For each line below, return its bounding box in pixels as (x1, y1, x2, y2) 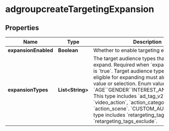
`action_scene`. (93, 105, 130, 112)
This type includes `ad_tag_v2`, (93, 93, 167, 99)
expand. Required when (93, 61, 149, 68)
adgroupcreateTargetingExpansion (5, 4, 154, 15)
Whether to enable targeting (93, 47, 160, 54)
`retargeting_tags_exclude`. (93, 118, 157, 124)
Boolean (58, 47, 78, 54)
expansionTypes (8, 86, 48, 93)
